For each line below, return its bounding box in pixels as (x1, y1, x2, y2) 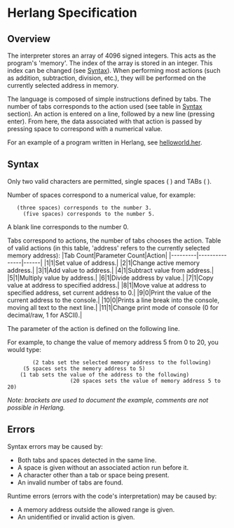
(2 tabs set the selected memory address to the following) (32, 359, 212, 366)
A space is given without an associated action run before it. (17, 463, 189, 471)
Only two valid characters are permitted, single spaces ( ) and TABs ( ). (7, 177, 212, 185)
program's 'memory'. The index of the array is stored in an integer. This (7, 59, 213, 67)
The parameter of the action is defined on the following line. (7, 324, 180, 332)
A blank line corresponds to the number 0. (7, 222, 130, 231)
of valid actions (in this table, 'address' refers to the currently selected (7, 243, 210, 252)
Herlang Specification (7, 5, 138, 21)
